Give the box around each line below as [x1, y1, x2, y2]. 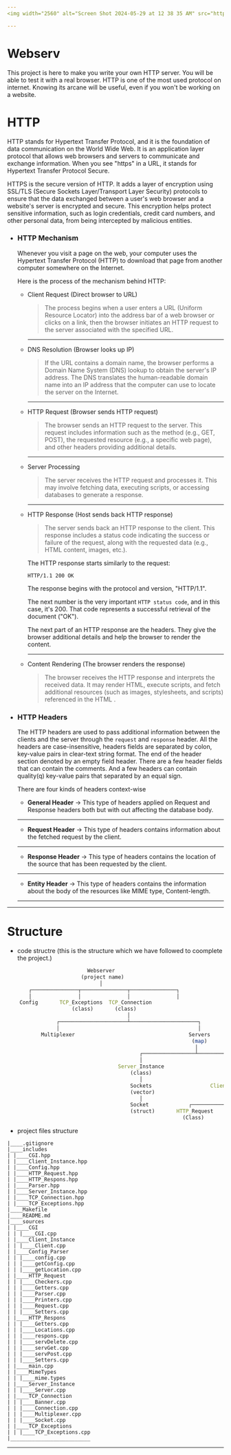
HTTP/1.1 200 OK [27, 572, 74, 579]
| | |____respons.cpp [7, 1333, 69, 1339]
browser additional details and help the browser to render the [27, 633, 201, 641]
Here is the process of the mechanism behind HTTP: [16, 276, 166, 285]
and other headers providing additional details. [44, 443, 177, 451]
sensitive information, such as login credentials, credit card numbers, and [7, 209, 215, 217]
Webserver [87, 967, 115, 974]
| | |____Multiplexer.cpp [7, 1411, 81, 1418]
